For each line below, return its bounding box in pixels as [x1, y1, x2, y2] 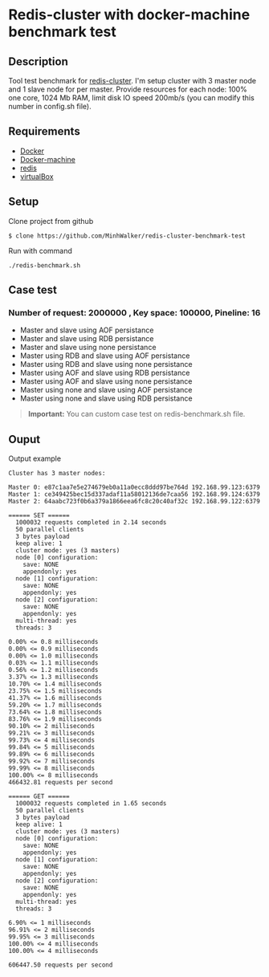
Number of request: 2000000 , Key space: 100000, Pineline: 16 [8, 307, 261, 318]
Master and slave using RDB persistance [19, 334, 154, 344]
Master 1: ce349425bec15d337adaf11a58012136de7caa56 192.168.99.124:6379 [8, 491, 261, 499]
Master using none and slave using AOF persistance [19, 385, 193, 395]
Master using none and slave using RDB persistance [19, 393, 193, 403]
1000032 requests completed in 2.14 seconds [15, 519, 167, 527]
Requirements [8, 124, 80, 138]
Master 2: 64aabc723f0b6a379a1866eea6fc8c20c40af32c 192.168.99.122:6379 [8, 498, 261, 506]
